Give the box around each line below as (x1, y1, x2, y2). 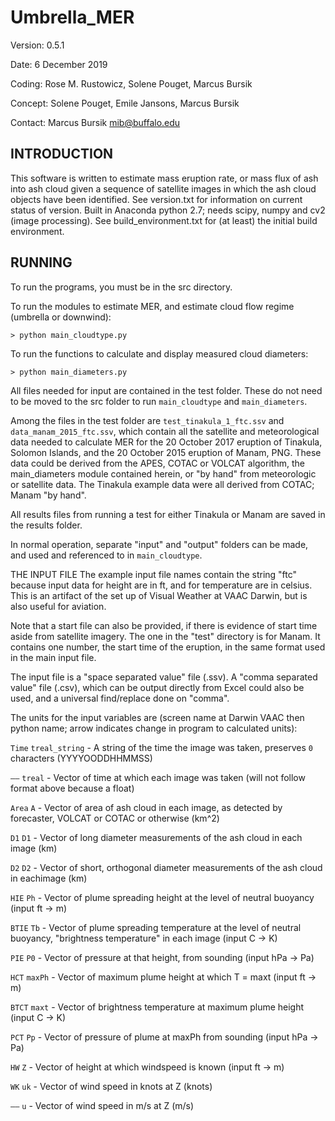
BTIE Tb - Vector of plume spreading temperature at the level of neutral (10, 921, 302, 933)
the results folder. (10, 519, 83, 531)
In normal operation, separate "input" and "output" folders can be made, (10, 538, 309, 550)
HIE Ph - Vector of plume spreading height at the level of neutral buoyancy (10, 891, 315, 903)
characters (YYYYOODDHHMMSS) (10, 752, 153, 764)
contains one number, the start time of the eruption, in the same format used (10, 641, 326, 653)
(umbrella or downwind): (10, 311, 112, 323)
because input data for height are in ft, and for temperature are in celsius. (10, 579, 313, 591)
